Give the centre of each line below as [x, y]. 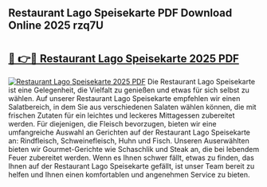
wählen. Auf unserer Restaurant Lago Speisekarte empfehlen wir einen [124, 98]
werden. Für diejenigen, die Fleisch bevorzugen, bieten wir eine [112, 124]
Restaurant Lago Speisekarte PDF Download [120, 13]
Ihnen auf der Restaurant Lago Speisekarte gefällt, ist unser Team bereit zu [132, 166]
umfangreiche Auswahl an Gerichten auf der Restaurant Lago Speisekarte [130, 132]
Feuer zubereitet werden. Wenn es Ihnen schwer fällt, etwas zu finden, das [132, 158]
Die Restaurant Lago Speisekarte [201, 82]
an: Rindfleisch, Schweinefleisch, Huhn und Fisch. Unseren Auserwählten [129, 141]
